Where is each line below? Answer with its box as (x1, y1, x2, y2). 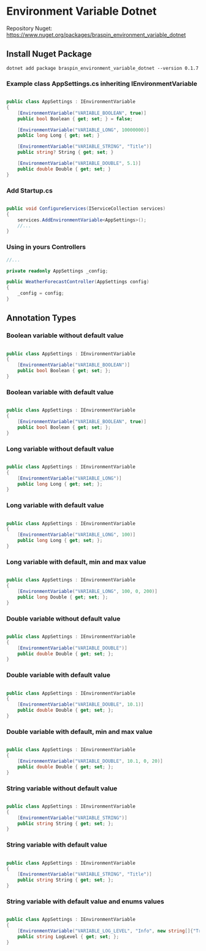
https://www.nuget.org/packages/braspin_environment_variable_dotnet (6, 31, 186, 38)
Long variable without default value (6, 445, 115, 453)
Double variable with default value (6, 671, 110, 679)
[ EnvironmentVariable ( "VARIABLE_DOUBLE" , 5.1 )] (17, 161, 141, 167)
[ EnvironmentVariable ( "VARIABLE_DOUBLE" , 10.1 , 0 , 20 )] (17, 758, 164, 765)
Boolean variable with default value (6, 388, 114, 396)
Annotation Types (6, 313, 77, 323)
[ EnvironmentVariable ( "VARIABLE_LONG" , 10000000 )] (17, 127, 150, 133)
